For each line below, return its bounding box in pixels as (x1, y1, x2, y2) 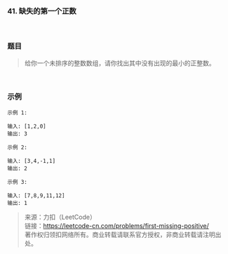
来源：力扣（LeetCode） (24, 213, 96, 221)
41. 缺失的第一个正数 (7, 6, 77, 15)
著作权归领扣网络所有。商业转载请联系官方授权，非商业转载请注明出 (24, 230, 222, 239)
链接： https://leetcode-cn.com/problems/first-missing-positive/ (24, 221, 209, 229)
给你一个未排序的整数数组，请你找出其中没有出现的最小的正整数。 (24, 58, 215, 67)
